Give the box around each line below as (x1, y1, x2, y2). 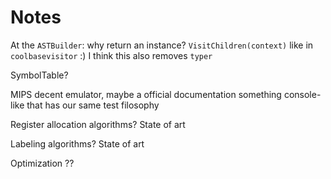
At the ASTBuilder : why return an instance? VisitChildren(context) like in (10, 39, 314, 51)
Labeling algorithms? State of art (10, 137, 145, 150)
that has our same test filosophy (26, 99, 160, 111)
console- (283, 88, 322, 100)
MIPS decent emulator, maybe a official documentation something (10, 88, 282, 100)
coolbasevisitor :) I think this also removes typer (10, 49, 213, 61)
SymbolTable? (10, 69, 69, 81)
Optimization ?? (10, 157, 75, 169)
